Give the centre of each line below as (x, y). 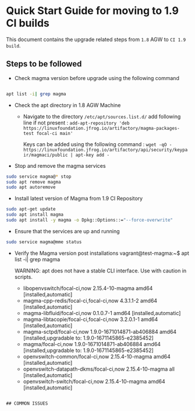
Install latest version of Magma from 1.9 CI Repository (79, 198)
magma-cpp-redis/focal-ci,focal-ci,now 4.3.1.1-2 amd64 (90, 301)
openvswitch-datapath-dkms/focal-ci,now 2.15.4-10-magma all (99, 369)
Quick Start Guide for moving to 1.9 (93, 11)
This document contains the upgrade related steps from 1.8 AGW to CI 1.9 (96, 39)
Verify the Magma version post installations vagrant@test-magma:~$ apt (102, 253)
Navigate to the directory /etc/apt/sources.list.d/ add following (102, 116)
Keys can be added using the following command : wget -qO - (97, 144)
